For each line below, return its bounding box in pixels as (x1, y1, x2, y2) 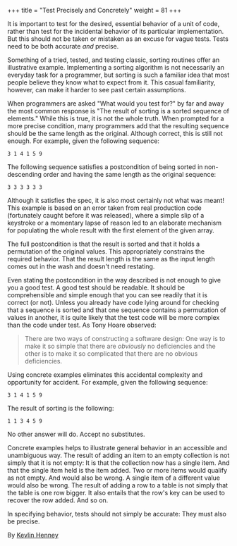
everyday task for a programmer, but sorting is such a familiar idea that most (7, 70, 230, 79)
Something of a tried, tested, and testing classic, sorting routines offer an (7, 56, 220, 64)
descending (7, 170, 42, 178)
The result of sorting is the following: (7, 404, 114, 412)
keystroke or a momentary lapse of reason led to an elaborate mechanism (7, 218, 222, 227)
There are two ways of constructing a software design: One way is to (24, 335, 226, 342)
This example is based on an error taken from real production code (7, 204, 202, 212)
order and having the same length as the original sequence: (43, 170, 217, 178)
